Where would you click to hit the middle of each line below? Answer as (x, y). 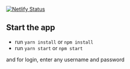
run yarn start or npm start (49, 48)
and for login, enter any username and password (66, 60)
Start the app (31, 27)
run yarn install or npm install (54, 42)
